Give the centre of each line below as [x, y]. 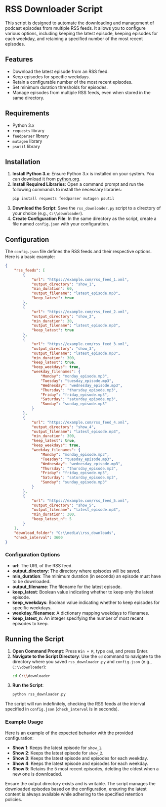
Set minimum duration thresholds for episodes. [60, 87]
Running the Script [35, 639]
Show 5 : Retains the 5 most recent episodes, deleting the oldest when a [85, 768]
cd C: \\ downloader [31, 676]
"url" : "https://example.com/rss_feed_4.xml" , [80, 422]
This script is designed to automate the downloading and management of [80, 23]
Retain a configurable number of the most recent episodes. [72, 82]
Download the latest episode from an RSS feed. [60, 71]
